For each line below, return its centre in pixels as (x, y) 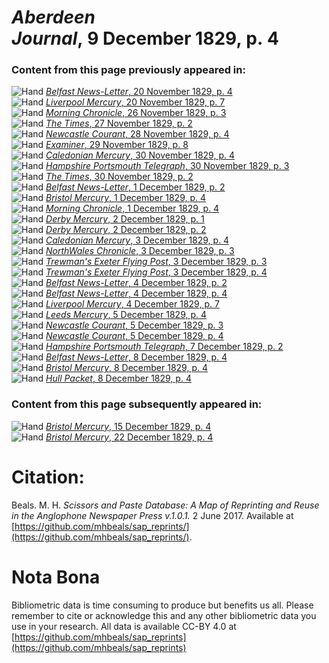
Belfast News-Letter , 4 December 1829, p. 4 (136, 293)
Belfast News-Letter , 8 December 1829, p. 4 (136, 357)
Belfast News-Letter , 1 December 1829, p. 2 (135, 187)
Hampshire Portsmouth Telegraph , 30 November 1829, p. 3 (167, 166)
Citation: (48, 477)
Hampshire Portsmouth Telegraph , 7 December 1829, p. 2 (164, 347)
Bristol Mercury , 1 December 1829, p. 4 (126, 198)
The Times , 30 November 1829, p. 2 (119, 177)
